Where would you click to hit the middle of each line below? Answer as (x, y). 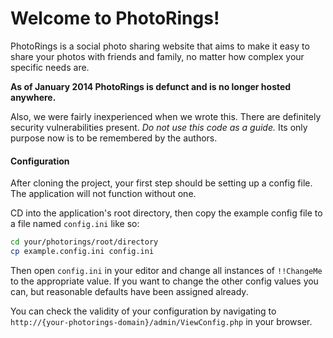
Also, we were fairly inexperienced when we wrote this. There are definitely (166, 116)
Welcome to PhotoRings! (115, 18)
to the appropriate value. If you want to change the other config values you (164, 281)
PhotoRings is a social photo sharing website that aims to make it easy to (160, 46)
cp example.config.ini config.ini (82, 252)
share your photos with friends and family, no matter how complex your (157, 56)
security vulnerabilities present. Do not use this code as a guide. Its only (159, 127)
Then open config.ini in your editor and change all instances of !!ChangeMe (166, 270)
